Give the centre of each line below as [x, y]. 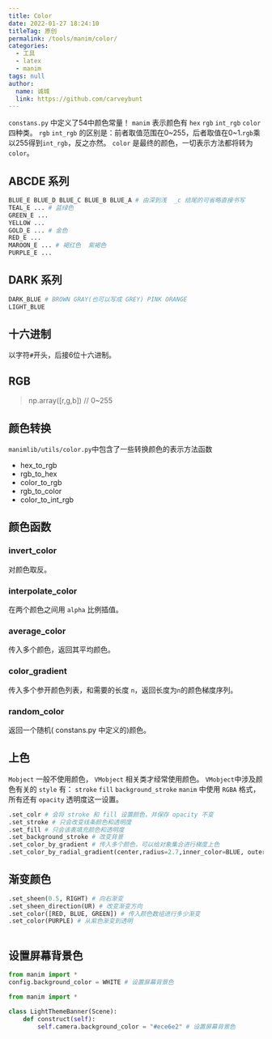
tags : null [27, 76]
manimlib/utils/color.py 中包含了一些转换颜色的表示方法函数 [110, 449]
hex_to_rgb [38, 466]
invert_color [33, 551]
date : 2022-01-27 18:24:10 [54, 23]
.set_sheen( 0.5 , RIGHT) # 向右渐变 [66, 898]
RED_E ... [25, 238]
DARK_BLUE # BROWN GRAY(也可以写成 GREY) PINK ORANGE [98, 299]
